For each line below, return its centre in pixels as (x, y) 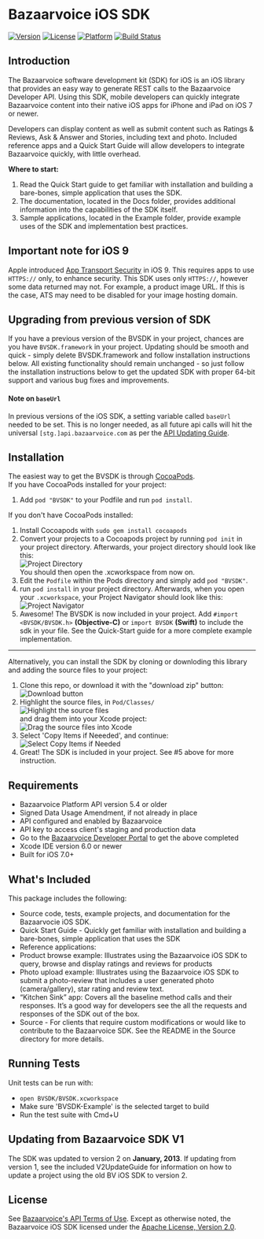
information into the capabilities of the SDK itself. (99, 209)
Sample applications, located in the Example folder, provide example (130, 217)
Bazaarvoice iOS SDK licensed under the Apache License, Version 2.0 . (122, 1227)
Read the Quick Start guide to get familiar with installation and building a (136, 184)
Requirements (43, 785)
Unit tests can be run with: (51, 1082)
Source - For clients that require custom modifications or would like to (132, 1023)
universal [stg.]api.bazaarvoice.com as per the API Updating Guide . (119, 433)
